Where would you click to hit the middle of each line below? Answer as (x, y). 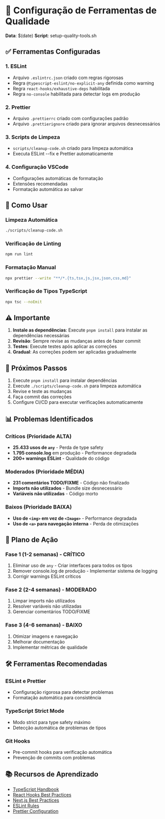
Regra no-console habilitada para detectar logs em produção (76, 94)
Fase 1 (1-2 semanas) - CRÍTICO (45, 554)
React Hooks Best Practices (42, 794)
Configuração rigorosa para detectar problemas (63, 692)
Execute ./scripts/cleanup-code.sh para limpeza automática (77, 386)
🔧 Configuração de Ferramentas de (81, 11)
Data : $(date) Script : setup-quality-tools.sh (51, 35)
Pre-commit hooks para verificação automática (62, 752)
